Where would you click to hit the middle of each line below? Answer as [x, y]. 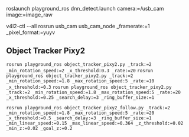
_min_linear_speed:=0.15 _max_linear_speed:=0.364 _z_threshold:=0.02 [95, 123]
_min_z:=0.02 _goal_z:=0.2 [39, 128]
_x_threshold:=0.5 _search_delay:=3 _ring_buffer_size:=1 [79, 118]
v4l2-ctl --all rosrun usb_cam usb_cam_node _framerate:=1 [78, 26]
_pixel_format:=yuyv [31, 32]
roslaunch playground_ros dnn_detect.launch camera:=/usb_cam [85, 9]
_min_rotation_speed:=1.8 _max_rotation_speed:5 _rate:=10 [80, 81]
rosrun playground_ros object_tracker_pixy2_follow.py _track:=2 [88, 108]
